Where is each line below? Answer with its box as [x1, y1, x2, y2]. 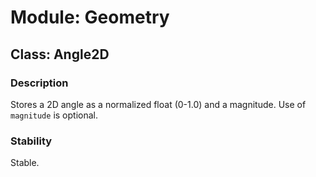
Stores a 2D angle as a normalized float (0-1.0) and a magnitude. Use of [10, 98, 307, 110]
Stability [10, 134, 53, 148]
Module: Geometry [10, 6, 170, 29]
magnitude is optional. [10, 109, 98, 121]
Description [10, 76, 69, 90]
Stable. [10, 157, 40, 169]
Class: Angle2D [10, 46, 110, 63]
